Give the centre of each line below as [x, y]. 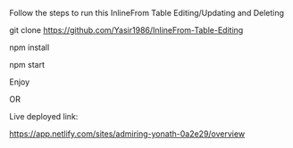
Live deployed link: [44, 116]
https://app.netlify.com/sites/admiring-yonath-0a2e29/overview [127, 134]
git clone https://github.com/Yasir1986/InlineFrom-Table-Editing [126, 30]
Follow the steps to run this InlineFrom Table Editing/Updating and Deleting [146, 13]
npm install [29, 47]
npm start [27, 65]
